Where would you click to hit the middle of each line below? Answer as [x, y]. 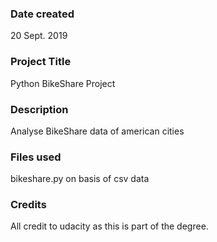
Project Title [41, 62]
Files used [36, 157]
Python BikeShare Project [63, 83]
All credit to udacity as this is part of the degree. [109, 226]
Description [39, 109]
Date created [42, 14]
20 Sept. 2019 [39, 36]
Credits [28, 205]
